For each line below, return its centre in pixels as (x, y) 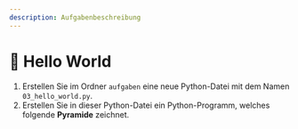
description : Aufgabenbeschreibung (75, 17)
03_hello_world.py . (57, 95)
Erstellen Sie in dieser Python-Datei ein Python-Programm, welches (146, 105)
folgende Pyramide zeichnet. (76, 114)
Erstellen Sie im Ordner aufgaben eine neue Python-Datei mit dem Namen (156, 86)
